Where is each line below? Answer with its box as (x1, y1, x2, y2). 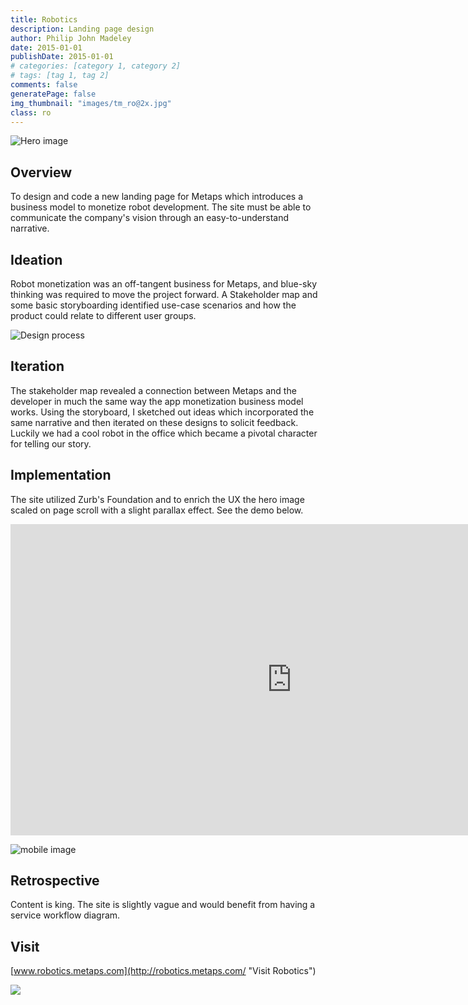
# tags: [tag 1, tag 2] (10, 71, 110, 81)
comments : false (10, 80, 78, 90)
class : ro (10, 107, 52, 118)
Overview (10, 164, 73, 181)
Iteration (10, 358, 65, 375)
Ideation (10, 251, 63, 268)
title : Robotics (10, 14, 78, 25)
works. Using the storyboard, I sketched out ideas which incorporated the (10, 406, 315, 418)
